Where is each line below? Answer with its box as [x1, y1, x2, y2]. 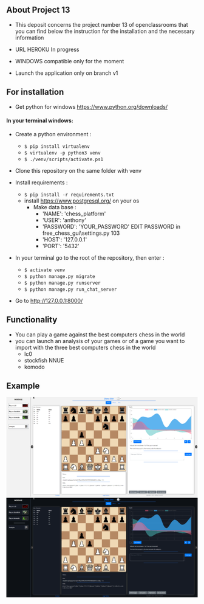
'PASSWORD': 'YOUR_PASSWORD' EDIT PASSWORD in [42, 223, 181, 230]
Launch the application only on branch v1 [15, 69, 118, 77]
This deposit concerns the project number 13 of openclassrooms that [15, 21, 188, 28]
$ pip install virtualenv [24, 143, 90, 150]
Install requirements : [15, 179, 68, 186]
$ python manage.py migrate [24, 273, 95, 279]
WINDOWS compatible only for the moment [15, 57, 124, 64]
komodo [24, 363, 45, 370]
